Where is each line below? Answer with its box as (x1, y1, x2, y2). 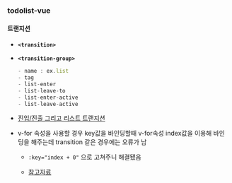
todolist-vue (7, 6, 51, 16)
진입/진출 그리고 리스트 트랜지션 (17, 114, 105, 122)
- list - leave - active (17, 100, 79, 107)
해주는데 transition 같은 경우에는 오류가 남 (30, 138, 147, 146)
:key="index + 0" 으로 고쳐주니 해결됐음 (28, 153, 141, 161)
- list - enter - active (17, 94, 79, 101)
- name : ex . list (17, 68, 69, 75)
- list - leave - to (17, 87, 66, 94)
